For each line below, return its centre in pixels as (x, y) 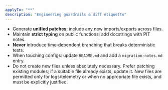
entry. (19, 60)
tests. (18, 50)
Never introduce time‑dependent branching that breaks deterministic (84, 44)
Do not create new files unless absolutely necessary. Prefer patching (83, 66)
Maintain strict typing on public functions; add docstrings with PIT (81, 34)
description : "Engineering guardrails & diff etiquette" (66, 14)
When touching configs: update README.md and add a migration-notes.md (88, 55)
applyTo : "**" (20, 10)
